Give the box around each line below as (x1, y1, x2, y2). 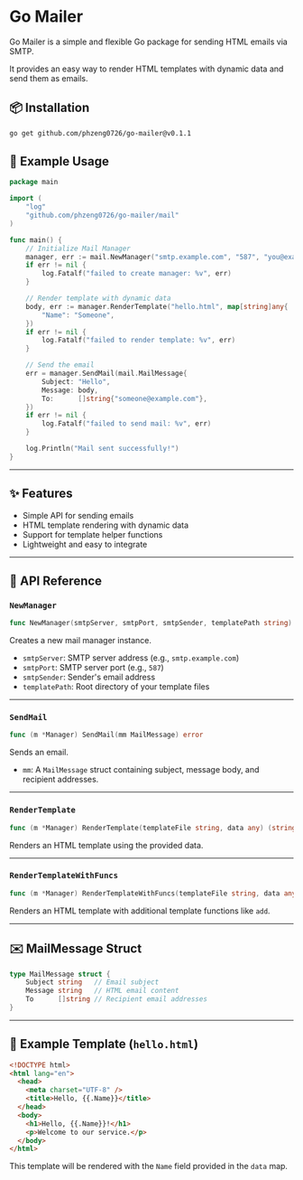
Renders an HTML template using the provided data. (9, 839, 204, 850)
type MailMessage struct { (9, 969, 111, 979)
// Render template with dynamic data (25, 294, 171, 304)
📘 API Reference (9, 574, 102, 589)
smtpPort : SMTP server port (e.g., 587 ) (22, 662, 164, 673)
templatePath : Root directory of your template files (22, 681, 210, 692)
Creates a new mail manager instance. (9, 635, 151, 646)
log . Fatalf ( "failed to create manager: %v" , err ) (41, 269, 232, 278)
